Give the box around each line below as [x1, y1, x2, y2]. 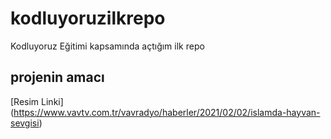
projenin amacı [10, 69, 105, 86]
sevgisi [10, 117, 40, 129]
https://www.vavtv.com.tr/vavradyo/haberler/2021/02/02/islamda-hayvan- [13, 106, 321, 118]
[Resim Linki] [10, 95, 64, 107]
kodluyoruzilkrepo [10, 7, 166, 30]
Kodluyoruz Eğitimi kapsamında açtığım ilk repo [10, 40, 205, 52]
